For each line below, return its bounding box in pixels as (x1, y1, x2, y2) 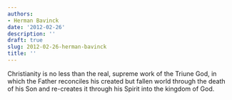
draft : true (7, 37, 43, 44)
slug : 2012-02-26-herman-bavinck (7, 43, 107, 50)
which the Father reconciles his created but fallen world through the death (7, 77, 226, 85)
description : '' (7, 30, 56, 38)
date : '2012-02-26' (7, 23, 66, 30)
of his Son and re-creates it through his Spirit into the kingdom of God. (7, 84, 215, 93)
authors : (7, 10, 34, 18)
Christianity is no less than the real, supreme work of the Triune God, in (7, 69, 217, 78)
